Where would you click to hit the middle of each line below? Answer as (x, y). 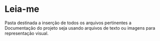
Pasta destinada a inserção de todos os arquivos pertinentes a (68, 23)
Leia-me (22, 9)
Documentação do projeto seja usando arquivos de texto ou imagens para (80, 28)
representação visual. (27, 33)
